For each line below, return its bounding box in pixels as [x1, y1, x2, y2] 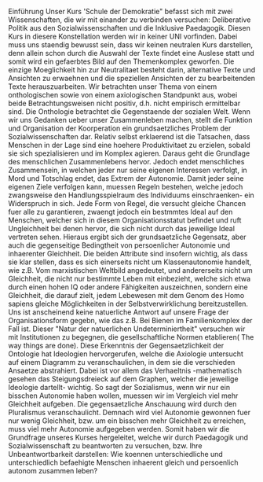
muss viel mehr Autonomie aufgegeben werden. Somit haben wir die [8, 425, 230, 433]
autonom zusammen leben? [8, 466, 98, 475]
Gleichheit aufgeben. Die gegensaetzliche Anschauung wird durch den [8, 399, 237, 408]
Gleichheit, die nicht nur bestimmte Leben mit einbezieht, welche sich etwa [8, 274, 251, 283]
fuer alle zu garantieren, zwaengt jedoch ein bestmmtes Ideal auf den [8, 208, 233, 216]
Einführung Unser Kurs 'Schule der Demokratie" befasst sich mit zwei [8, 7, 233, 16]
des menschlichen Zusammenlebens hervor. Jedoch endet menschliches [8, 157, 245, 166]
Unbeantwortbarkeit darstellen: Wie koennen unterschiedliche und [8, 450, 224, 458]
